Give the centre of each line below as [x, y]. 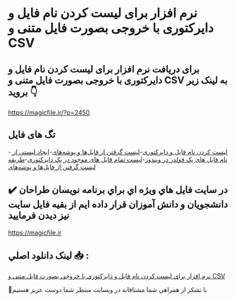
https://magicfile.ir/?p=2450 [49, 112]
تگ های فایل [32, 135]
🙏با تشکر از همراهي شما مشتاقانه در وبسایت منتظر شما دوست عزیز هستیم [108, 290]
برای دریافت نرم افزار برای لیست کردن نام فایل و [104, 69]
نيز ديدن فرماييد [39, 216]
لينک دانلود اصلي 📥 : [48, 256]
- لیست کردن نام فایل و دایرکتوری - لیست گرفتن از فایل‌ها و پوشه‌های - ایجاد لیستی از [118, 152]
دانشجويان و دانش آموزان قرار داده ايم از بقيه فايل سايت [118, 205]
